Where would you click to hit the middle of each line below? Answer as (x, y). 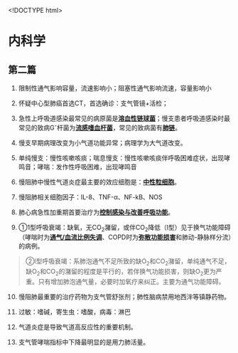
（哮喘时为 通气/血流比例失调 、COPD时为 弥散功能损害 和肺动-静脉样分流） (125, 237)
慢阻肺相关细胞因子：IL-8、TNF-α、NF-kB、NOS (90, 197)
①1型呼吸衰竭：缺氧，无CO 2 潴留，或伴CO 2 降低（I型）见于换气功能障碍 (124, 228)
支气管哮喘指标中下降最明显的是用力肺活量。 (84, 342)
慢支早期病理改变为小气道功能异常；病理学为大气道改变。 (102, 142)
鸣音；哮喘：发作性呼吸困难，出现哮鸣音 (77, 167)
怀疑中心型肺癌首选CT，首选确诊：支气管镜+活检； (93, 103)
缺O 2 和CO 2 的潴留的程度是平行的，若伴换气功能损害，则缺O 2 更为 (120, 272)
